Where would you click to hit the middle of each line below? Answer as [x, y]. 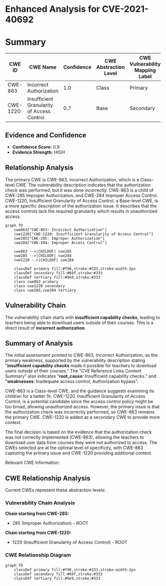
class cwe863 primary [36, 282]
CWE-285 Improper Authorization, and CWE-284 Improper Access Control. [82, 195]
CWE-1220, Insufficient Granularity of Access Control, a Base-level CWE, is [82, 201]
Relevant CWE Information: [33, 462]
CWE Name [43, 67]
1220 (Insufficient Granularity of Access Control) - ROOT [70, 543]
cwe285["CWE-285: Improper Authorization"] [60, 238]
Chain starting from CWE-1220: [38, 533]
